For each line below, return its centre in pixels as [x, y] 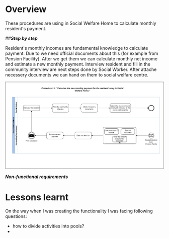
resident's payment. [26, 28]
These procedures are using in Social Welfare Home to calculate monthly [81, 23]
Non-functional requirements [37, 177]
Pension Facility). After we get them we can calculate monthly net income [81, 58]
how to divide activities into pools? [48, 226]
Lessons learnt [37, 197]
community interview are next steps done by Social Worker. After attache [81, 69]
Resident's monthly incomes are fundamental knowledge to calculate [77, 48]
